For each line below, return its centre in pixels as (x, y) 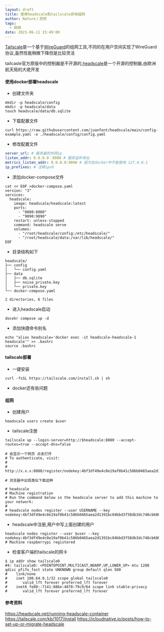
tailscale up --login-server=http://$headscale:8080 (60, 440)
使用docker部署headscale (32, 82)
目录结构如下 (25, 251)
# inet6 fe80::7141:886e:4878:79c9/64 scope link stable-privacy (76, 587)
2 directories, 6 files (29, 299)
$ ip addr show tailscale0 (32, 561)
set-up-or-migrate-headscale (35, 624)
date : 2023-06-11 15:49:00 (32, 32)
